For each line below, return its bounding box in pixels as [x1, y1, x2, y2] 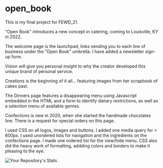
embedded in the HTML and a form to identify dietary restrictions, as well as [5, 97, 159, 103]
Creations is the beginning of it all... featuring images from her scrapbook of [5, 78, 158, 84]
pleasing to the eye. [5, 148, 45, 154]
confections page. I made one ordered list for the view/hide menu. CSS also [5, 138, 158, 144]
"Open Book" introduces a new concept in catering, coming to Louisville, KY [5, 28, 159, 34]
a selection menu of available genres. [5, 103, 81, 109]
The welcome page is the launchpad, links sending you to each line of [5, 43, 145, 49]
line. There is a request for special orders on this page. [5, 118, 115, 123]
